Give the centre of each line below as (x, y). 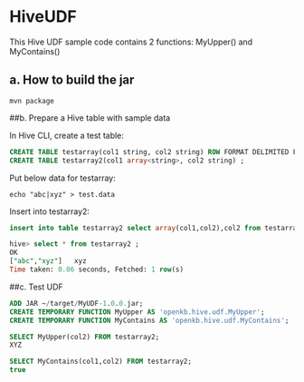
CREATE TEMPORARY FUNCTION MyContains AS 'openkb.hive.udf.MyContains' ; (149, 320)
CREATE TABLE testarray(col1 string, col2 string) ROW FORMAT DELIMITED (149, 152)
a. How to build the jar (72, 80)
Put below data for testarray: (62, 178)
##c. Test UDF (36, 287)
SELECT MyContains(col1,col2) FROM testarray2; (101, 362)
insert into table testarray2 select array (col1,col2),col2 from (135, 228)
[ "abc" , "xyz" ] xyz (48, 261)
